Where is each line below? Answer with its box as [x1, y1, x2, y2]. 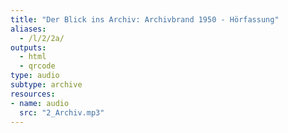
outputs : [10, 42, 47, 53]
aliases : [10, 24, 47, 34]
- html [19, 52, 47, 62]
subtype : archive [10, 80, 83, 90]
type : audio [10, 71, 60, 81]
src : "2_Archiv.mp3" [19, 107, 105, 118]
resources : [10, 89, 56, 99]
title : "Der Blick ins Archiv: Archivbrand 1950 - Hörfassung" [10, 14, 280, 25]
